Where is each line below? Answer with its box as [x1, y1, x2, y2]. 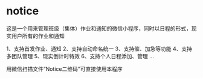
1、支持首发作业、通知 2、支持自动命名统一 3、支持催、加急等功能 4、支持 [6, 45, 192, 52]
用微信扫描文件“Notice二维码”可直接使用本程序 [6, 65, 123, 73]
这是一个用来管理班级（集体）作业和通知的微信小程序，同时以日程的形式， [6, 25, 192, 32]
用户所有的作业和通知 [11, 32, 65, 40]
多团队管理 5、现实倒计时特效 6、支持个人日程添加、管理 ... [6, 52, 154, 59]
